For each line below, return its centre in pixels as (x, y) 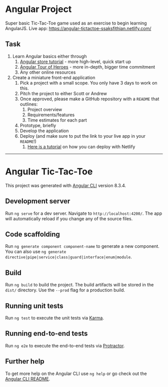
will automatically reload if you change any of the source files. (69, 218)
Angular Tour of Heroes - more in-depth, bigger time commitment (87, 67)
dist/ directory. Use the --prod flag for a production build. (65, 290)
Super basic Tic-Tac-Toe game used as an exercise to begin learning (76, 23)
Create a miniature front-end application (54, 77)
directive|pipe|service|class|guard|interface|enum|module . (68, 257)
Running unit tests (34, 306)
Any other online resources (48, 72)
